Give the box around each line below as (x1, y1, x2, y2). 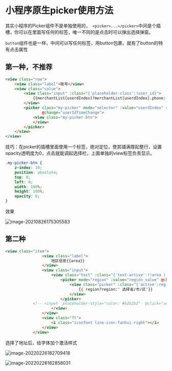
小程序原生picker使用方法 (5, 5, 114, 16)
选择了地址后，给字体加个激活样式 (5, 339, 77, 346)
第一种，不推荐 (5, 63, 53, 72)
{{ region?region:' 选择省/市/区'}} (78, 286, 153, 292)
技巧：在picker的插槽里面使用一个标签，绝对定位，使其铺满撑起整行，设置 (5, 144, 162, 150)
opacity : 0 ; (14, 194, 40, 199)
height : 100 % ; (14, 189, 45, 194)
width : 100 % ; (14, 184, 42, 190)
